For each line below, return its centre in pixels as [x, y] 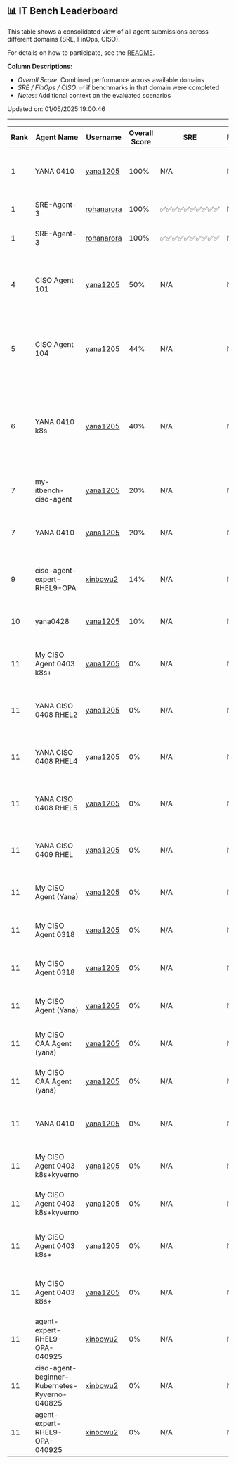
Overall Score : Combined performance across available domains [111, 79]
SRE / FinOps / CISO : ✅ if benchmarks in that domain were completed [118, 87]
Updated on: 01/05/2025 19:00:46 [56, 109]
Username [104, 137]
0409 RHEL [54, 854]
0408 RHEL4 [56, 761]
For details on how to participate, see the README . [81, 52]
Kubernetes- [57, 1385]
